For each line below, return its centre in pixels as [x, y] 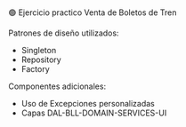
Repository [41, 60]
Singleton [39, 50]
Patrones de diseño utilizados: [64, 33]
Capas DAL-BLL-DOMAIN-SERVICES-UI [94, 113]
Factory [35, 69]
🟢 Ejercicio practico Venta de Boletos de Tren [93, 12]
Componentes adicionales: [57, 86]
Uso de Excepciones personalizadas [88, 103]
